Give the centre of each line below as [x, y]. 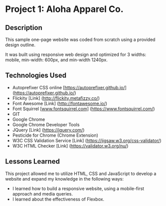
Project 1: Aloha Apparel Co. [64, 9]
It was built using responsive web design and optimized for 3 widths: [76, 54]
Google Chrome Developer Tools [46, 124]
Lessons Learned [32, 161]
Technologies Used [36, 76]
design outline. [20, 45]
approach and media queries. [43, 194]
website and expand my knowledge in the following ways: [64, 179]
